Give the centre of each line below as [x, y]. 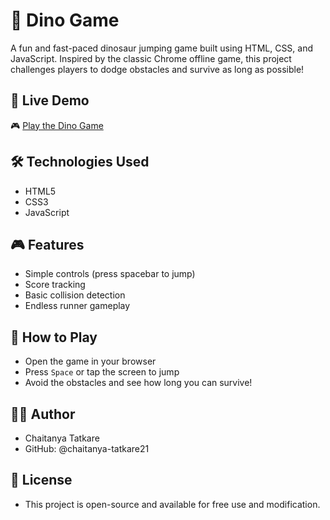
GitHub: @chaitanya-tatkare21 [87, 448]
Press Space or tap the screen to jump [102, 372]
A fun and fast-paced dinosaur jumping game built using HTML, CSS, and [162, 48]
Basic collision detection [75, 295]
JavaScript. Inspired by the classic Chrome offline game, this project [151, 58]
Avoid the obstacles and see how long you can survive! [138, 383]
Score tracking [55, 285]
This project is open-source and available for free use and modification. [172, 504]
